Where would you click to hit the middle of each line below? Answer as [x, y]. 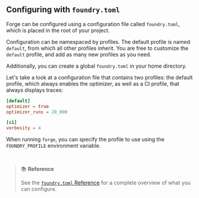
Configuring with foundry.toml [63, 10]
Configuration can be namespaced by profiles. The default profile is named [98, 41]
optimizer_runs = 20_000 [37, 112]
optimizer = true [28, 106]
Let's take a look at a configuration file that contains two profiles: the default [99, 77]
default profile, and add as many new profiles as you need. [79, 54]
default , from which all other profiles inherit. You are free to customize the [97, 48]
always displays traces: [35, 90]
